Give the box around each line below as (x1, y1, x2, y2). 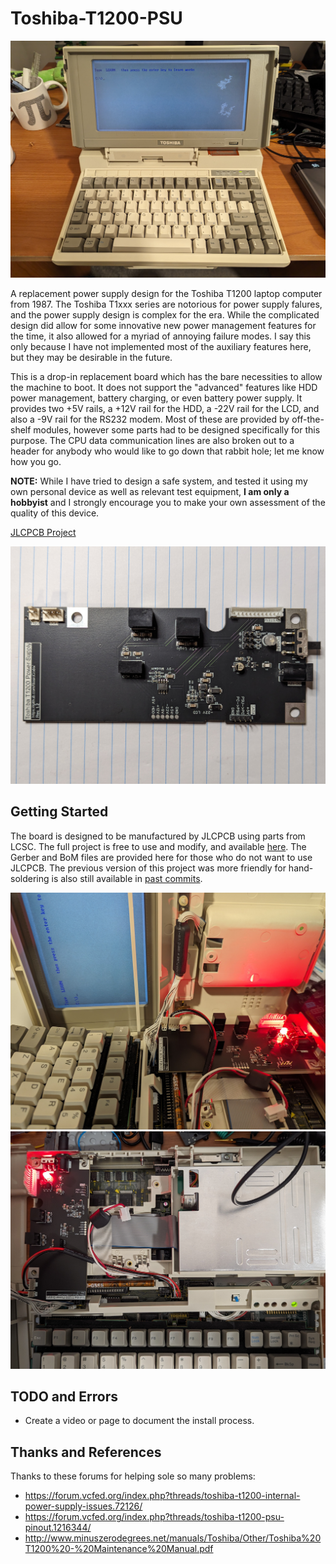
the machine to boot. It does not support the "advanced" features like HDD (10, 382, 318, 394)
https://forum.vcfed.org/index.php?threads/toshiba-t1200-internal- (24, 1490, 301, 1502)
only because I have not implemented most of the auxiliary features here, (10, 341, 312, 353)
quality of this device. (10, 507, 100, 519)
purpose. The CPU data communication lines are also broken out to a (10, 435, 295, 447)
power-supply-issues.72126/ (24, 1500, 143, 1512)
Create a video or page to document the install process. (24, 1415, 255, 1427)
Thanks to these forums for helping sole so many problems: (10, 1470, 256, 1482)
